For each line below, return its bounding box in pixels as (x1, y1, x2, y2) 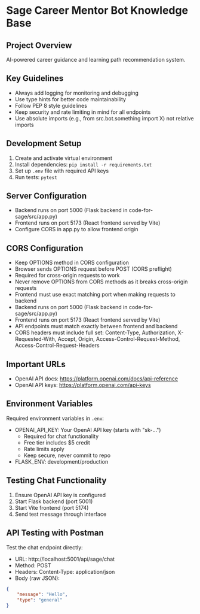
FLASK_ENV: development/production (14, 458, 109, 465)
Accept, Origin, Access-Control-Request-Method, (57, 335, 180, 343)
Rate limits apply (23, 445, 64, 452)
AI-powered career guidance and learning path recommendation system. (6, 56, 186, 63)
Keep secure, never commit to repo (23, 452, 111, 459)
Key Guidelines (6, 73, 64, 84)
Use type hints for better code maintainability (14, 95, 127, 102)
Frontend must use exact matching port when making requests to (14, 291, 176, 298)
